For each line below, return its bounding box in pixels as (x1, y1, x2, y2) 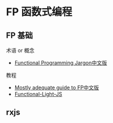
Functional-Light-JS (14, 91, 62, 97)
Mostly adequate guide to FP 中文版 (14, 84, 99, 91)
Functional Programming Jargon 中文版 (14, 59, 107, 66)
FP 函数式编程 (6, 5, 73, 19)
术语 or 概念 (6, 47, 35, 54)
